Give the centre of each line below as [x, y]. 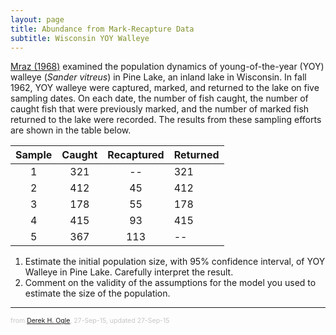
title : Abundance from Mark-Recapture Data [102, 29]
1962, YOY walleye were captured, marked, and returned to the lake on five [165, 88]
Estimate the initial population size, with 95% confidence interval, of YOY [175, 262]
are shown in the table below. [71, 130]
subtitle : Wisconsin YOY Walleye [80, 38]
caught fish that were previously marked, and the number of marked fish [160, 109]
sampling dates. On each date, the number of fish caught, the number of [159, 98]
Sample [34, 155]
